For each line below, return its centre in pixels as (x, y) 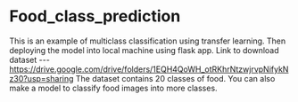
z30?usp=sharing (41, 78)
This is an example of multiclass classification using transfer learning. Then (148, 41)
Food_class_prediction (95, 16)
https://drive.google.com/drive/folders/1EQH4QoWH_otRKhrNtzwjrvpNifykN (149, 69)
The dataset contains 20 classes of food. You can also (175, 78)
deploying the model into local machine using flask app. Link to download (144, 50)
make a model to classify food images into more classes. (113, 88)
